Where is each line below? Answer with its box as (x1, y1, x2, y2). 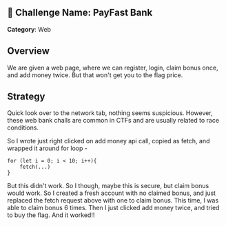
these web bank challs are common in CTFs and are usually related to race (7, 116, 219, 125)
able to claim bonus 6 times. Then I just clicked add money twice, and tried (7, 204, 220, 212)
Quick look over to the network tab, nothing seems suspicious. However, (7, 109, 213, 117)
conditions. (7, 123, 39, 132)
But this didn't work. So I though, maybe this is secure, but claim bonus (7, 182, 209, 190)
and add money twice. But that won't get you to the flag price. (7, 70, 183, 79)
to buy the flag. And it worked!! (7, 211, 95, 219)
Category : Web (7, 25, 52, 33)
